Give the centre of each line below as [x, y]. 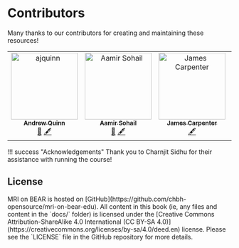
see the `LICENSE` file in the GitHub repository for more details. [100, 237]
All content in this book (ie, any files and [159, 206]
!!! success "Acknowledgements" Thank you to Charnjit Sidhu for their [110, 152]
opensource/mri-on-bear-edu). [53, 206]
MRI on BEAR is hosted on [46, 199]
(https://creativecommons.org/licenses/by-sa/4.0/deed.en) [94, 229]
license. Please [204, 229]
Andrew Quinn [44, 123]
